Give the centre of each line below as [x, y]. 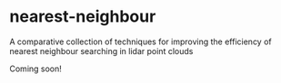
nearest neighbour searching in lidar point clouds [101, 51]
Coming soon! [35, 69]
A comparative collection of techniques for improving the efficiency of [140, 41]
